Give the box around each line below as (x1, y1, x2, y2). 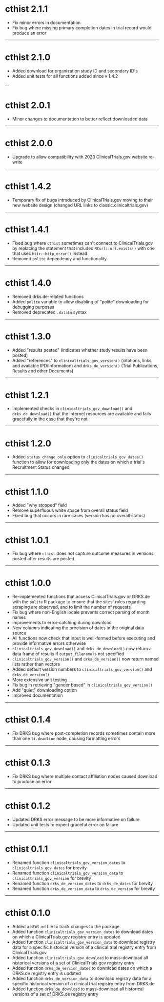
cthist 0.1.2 (5, 800, 51, 812)
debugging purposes (12, 304, 55, 310)
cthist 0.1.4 (5, 714, 51, 725)
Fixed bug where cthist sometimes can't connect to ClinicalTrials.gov (12, 240, 153, 246)
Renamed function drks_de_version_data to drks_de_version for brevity (12, 886, 155, 891)
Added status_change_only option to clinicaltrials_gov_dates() (12, 454, 143, 460)
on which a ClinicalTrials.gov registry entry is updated (12, 934, 121, 940)
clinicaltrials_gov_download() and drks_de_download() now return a (12, 646, 152, 652)
